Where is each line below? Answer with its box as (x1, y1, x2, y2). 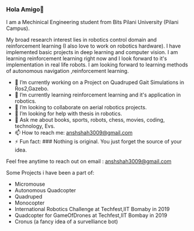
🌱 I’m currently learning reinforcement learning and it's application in (14, 91, 181, 99)
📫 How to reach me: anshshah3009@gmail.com (14, 129, 133, 136)
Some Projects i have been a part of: (6, 169, 95, 176)
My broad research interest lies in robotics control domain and (6, 36, 157, 43)
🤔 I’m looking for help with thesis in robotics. (14, 110, 122, 117)
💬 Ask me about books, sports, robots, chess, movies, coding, (14, 116, 165, 123)
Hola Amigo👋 (6, 5, 44, 14)
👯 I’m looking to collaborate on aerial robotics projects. (14, 104, 147, 111)
